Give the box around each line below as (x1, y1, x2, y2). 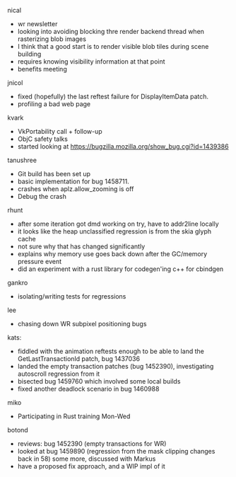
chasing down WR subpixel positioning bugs (17, 320, 147, 328)
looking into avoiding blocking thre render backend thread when (17, 28, 205, 35)
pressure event (17, 258, 62, 265)
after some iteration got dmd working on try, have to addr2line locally (17, 219, 219, 228)
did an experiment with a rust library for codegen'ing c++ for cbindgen (17, 265, 224, 273)
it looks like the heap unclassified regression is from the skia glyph (17, 227, 212, 236)
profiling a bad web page (17, 100, 91, 108)
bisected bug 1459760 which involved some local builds (17, 377, 181, 385)
